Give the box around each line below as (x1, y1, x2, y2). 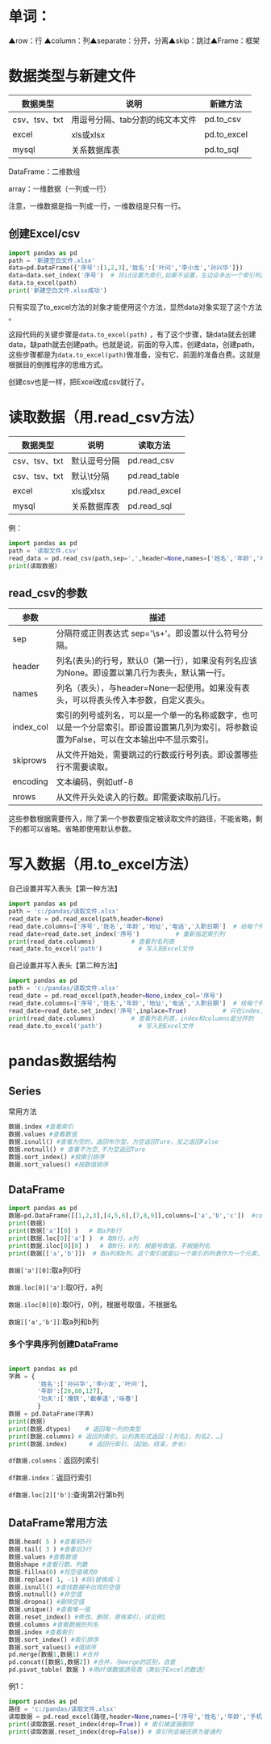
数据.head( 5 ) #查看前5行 (8, 1538, 92, 1546)
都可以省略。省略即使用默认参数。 (22, 824, 135, 834)
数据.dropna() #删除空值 (8, 1598, 85, 1606)
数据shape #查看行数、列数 (8, 1560, 89, 1568)
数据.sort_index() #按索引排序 (8, 1153, 105, 1161)
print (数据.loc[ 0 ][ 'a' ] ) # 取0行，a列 (8, 1234, 139, 1242)
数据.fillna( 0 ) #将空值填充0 (8, 1568, 98, 1576)
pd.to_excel (204, 129, 248, 140)
